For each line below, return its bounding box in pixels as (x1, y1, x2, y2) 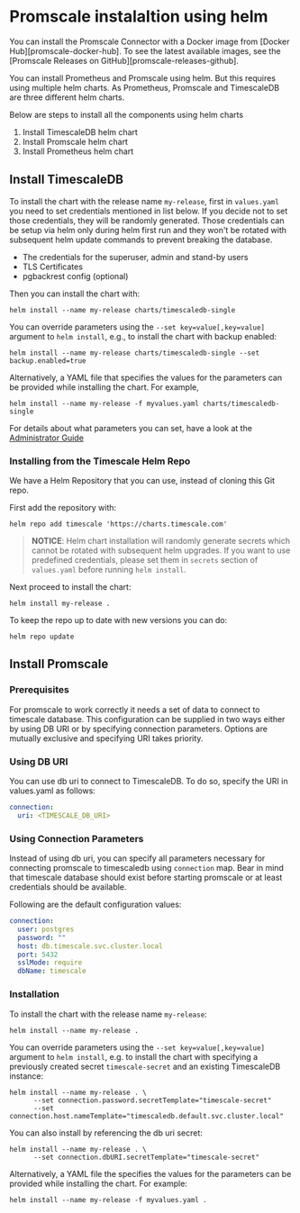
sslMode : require (17, 958, 83, 967)
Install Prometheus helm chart (22, 146, 134, 157)
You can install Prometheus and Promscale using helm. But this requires (9, 72, 277, 83)
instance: (9, 1070, 44, 1082)
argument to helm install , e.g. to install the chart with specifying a (9, 1051, 259, 1062)
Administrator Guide (9, 432, 84, 443)
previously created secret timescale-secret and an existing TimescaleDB (9, 1061, 281, 1072)
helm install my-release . (9, 599, 111, 609)
